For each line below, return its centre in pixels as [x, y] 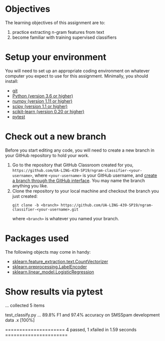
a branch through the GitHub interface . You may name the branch [78, 181]
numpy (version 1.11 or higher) [42, 101]
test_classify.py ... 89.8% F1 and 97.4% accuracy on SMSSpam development [82, 315]
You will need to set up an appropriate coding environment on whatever [77, 71]
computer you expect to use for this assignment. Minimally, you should [77, 76]
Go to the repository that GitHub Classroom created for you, [73, 165]
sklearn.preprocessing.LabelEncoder [50, 266]
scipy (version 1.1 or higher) [40, 106]
